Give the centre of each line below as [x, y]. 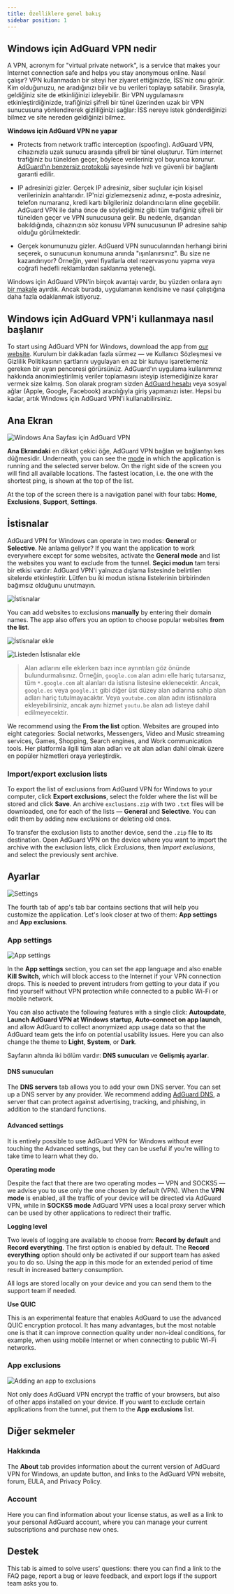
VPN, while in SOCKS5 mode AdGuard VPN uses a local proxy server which [116, 1205]
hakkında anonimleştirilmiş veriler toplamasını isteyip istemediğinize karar [113, 376]
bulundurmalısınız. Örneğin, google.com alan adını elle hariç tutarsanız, [125, 675]
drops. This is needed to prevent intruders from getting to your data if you [114, 984]
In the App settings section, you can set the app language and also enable [115, 969]
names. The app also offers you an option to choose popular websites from [116, 619]
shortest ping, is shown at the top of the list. [71, 481]
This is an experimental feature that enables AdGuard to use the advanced [114, 1318]
